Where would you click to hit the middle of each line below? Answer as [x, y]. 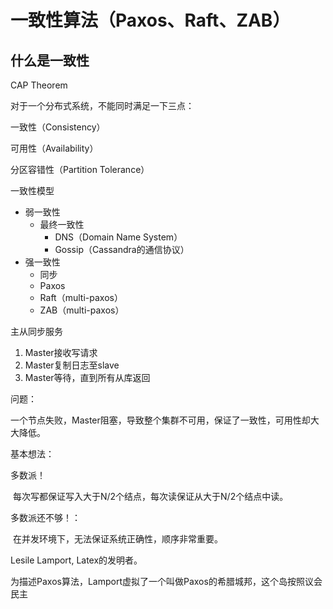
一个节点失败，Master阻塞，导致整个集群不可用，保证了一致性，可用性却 [160, 420]
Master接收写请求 [61, 352]
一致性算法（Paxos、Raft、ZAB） [150, 20]
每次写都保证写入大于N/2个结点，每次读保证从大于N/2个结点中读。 [150, 496]
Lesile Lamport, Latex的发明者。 [76, 560]
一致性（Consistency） [58, 127]
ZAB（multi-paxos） [82, 310]
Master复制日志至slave [72, 365]
